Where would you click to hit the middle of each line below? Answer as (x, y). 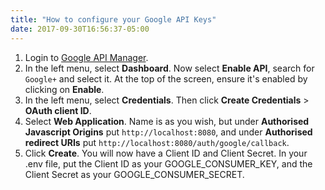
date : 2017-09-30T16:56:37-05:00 (80, 29)
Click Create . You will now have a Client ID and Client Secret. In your (166, 153)
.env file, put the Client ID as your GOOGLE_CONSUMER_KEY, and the (168, 163)
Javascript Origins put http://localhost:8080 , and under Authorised (168, 132)
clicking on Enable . (64, 89)
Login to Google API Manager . (86, 57)
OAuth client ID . (58, 110)
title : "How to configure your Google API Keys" (113, 19)
